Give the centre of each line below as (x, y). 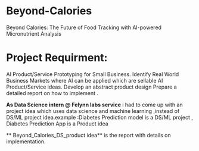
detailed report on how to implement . (52, 93)
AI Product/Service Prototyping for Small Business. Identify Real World (93, 74)
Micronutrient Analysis (34, 33)
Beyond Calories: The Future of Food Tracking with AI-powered (84, 27)
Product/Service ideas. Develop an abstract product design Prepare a (91, 87)
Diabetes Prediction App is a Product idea (57, 124)
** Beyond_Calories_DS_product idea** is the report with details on (88, 135)
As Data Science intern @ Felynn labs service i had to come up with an (94, 105)
